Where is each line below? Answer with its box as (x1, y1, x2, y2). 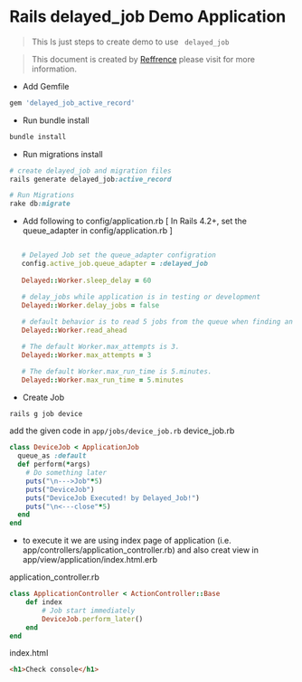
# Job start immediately (42, 606, 136, 615)
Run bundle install (22, 115, 90, 126)
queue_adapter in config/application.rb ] (22, 225, 174, 236)
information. (31, 63, 77, 74)
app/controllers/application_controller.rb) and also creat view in (22, 545, 260, 555)
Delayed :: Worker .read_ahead (21, 326, 127, 336)
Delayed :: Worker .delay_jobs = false (21, 300, 160, 309)
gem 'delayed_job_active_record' (9, 98, 136, 108)
